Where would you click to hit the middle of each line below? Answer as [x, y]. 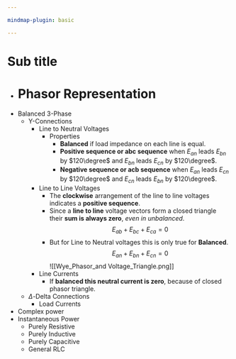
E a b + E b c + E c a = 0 [140, 230]
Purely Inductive [52, 333]
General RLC [46, 349]
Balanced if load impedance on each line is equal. [133, 143]
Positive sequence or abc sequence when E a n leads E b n [143, 152]
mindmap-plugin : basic [41, 20]
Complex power [41, 311]
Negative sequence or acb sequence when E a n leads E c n [144, 171]
